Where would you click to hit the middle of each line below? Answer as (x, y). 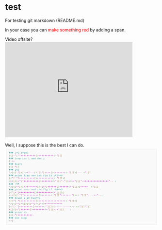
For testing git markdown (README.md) (45, 20)
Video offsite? (19, 39)
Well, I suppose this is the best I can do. (45, 145)
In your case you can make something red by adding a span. (65, 30)
